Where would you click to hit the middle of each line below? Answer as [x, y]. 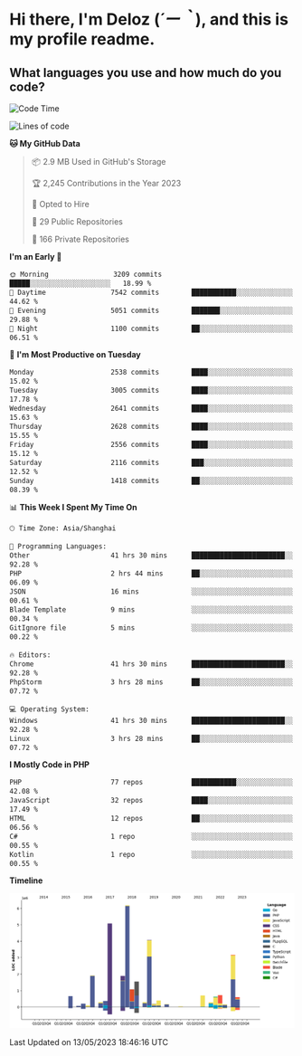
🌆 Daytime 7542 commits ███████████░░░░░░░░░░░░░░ [151, 292]
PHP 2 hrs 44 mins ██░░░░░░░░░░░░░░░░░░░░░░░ [151, 574]
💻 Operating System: [50, 709]
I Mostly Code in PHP [50, 765]
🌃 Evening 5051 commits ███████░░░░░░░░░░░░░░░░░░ [151, 310]
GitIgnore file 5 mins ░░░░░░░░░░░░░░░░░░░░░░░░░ [151, 628]
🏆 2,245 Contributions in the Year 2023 [106, 183]
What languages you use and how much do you [146, 73]
